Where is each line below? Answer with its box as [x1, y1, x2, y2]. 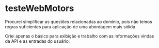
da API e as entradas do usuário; [5, 38, 70, 44]
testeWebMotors [5, 3, 74, 14]
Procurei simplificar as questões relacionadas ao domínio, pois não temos [5, 19, 153, 24]
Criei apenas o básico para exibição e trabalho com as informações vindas [5, 33, 154, 39]
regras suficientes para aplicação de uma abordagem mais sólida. [5, 24, 137, 29]
